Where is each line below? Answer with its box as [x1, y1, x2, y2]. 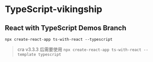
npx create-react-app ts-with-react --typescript [5, 37, 113, 42]
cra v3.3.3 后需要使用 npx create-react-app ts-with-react [17, 46, 142, 52]
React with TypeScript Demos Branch [5, 24, 126, 32]
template [17, 52, 36, 57]
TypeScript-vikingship [5, 4, 103, 15]
